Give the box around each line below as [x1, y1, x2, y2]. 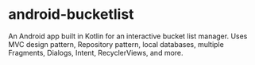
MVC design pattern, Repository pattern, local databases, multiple [8, 39, 224, 49]
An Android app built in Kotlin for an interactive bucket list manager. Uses [8, 31, 248, 41]
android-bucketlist [8, 5, 134, 23]
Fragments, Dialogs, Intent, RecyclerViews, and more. [8, 48, 184, 57]
